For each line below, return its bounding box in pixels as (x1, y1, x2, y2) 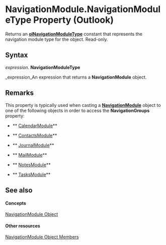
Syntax (5, 51, 28, 59)
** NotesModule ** (12, 161, 51, 167)
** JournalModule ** (12, 142, 54, 148)
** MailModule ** (12, 152, 47, 158)
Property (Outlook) (33, 14, 114, 26)
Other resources (5, 223, 40, 229)
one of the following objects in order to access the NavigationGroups (5, 107, 150, 113)
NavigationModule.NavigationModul (5, 4, 161, 15)
